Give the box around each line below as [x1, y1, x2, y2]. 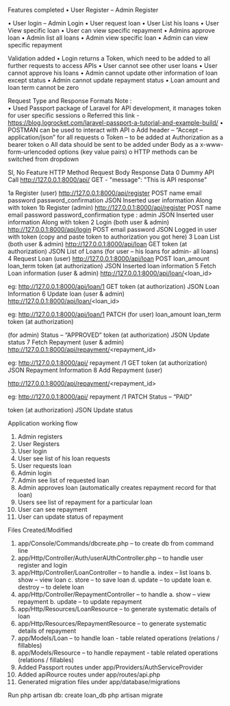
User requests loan [17, 462, 72, 469]
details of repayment [17, 627, 77, 635]
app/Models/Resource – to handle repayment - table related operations [17, 648, 218, 657]
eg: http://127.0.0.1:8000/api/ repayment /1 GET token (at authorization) [8, 359, 207, 366]
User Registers [17, 440, 60, 448]
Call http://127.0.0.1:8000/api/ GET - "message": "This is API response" [8, 176, 207, 184]
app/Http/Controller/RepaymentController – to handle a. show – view [17, 590, 211, 598]
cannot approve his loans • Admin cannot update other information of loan [8, 69, 218, 77]
